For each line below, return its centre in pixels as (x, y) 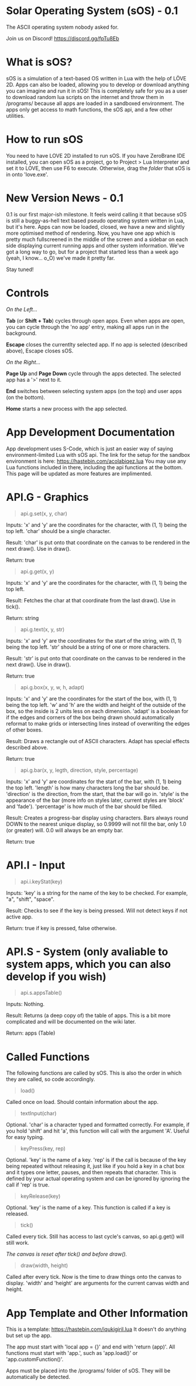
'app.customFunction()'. (35, 1360)
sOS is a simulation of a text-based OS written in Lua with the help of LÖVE (96, 78)
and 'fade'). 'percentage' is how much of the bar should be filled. (84, 806)
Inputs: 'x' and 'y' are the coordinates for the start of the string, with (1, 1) (94, 641)
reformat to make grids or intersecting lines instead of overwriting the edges (98, 723)
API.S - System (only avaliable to (87, 952)
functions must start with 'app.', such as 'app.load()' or (72, 1353)
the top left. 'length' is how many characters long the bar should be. (88, 788)
